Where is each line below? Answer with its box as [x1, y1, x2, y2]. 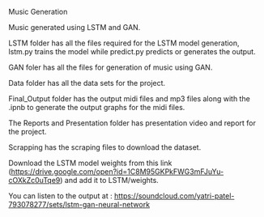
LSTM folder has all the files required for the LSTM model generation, [8, 38, 241, 48]
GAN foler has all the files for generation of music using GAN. [8, 62, 213, 72]
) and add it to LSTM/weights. [60, 176, 160, 185]
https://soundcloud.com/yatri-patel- [113, 191, 235, 201]
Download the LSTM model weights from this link [8, 158, 172, 168]
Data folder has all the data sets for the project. [8, 79, 166, 87]
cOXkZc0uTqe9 [8, 176, 61, 185]
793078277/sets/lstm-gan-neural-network [8, 200, 151, 209]
